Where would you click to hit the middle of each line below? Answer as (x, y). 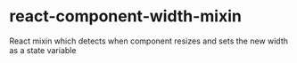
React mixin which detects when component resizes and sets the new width (148, 41)
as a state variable (43, 50)
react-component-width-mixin (126, 16)
